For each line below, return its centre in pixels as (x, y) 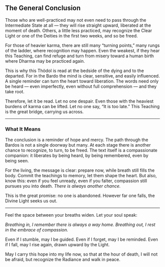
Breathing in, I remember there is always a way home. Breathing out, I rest (80, 225)
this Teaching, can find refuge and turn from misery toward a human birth (80, 56)
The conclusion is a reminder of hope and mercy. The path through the (77, 140)
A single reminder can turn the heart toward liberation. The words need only (82, 81)
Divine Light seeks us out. (31, 201)
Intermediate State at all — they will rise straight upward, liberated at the (78, 25)
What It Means (23, 129)
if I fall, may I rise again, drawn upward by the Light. (57, 245)
